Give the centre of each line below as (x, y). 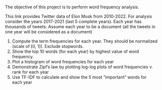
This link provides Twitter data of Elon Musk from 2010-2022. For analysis (79, 16)
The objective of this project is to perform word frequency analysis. (72, 7)
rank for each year (30, 72)
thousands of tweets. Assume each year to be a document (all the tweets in (80, 27)
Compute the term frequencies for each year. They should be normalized (85, 41)
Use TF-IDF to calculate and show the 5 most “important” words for (79, 77)
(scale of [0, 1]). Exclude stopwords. (48, 46)
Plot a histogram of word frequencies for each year (63, 62)
